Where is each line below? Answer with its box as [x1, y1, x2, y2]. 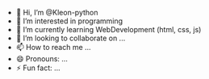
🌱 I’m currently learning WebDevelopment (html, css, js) [15, 25, 202, 34]
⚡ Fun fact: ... [15, 63, 61, 73]
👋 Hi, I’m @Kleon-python [15, 8, 98, 17]
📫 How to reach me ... [15, 43, 91, 52]
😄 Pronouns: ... [15, 54, 69, 64]
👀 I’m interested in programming [15, 16, 123, 26]
